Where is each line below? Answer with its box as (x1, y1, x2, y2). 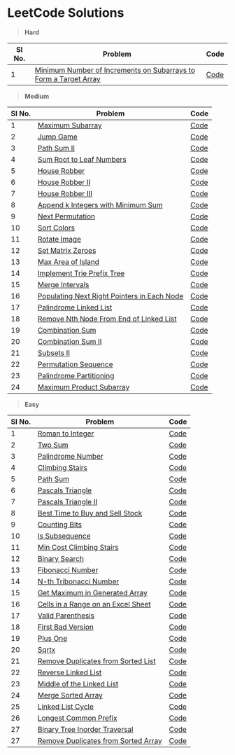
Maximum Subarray (37, 120, 102, 130)
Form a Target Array (34, 74, 101, 83)
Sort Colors (37, 223, 76, 233)
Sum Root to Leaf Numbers (37, 154, 127, 164)
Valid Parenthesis (37, 611, 95, 621)
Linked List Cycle (37, 702, 94, 712)
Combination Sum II (37, 336, 102, 346)
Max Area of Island (37, 257, 100, 267)
